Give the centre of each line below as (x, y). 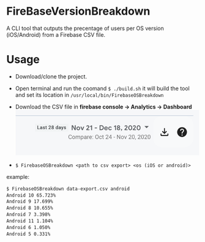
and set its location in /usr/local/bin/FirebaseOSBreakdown (89, 95)
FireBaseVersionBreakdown (78, 11)
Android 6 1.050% (28, 227)
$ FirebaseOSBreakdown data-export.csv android (68, 189)
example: (18, 176)
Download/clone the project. (51, 76)
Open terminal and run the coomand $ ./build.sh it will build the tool (102, 88)
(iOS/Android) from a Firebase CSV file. (56, 34)
